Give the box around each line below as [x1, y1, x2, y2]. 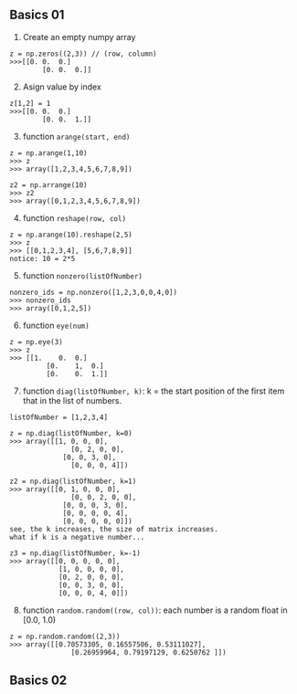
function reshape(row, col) [22, 212, 126, 223]
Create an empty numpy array [22, 31, 136, 42]
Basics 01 [9, 7, 65, 23]
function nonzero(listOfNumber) [22, 269, 143, 281]
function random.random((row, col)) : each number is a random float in [22, 605, 288, 615]
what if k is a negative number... [9, 532, 145, 542]
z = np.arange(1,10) [9, 148, 89, 158]
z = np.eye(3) [9, 337, 64, 346]
